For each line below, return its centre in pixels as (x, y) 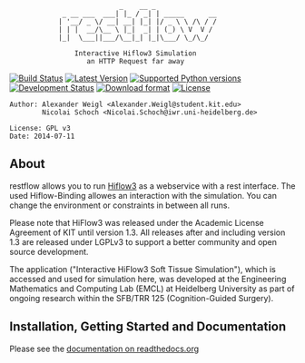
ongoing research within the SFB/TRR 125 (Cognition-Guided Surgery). (142, 298)
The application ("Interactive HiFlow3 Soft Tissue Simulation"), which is (143, 269)
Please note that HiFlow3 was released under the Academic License (137, 222)
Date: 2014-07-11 (42, 136)
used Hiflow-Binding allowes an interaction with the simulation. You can (143, 195)
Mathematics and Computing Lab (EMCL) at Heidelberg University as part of (152, 289)
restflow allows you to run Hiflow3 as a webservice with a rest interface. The (152, 186)
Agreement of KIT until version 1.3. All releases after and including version (148, 232)
